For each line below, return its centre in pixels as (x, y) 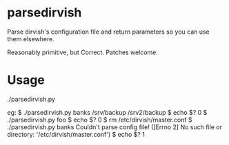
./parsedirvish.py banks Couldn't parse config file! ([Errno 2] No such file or (115, 127)
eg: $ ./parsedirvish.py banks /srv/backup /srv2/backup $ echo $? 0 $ (107, 112)
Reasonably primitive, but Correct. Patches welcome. (83, 52)
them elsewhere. (31, 38)
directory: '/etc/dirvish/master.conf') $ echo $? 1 (76, 134)
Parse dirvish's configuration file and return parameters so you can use (109, 32)
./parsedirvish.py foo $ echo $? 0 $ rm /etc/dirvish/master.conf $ (100, 120)
